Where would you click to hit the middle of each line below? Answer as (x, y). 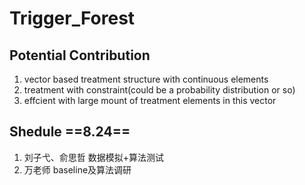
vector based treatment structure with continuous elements (146, 79)
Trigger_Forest (72, 18)
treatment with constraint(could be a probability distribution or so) (159, 90)
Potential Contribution (80, 55)
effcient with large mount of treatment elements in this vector (150, 100)
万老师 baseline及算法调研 (77, 169)
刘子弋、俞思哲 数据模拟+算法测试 (93, 157)
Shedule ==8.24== (70, 132)
